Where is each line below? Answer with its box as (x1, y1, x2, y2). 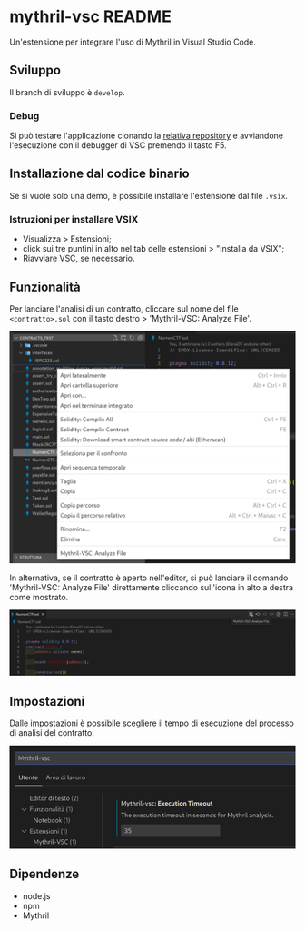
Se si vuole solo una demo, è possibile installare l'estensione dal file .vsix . (9, 190, 289, 201)
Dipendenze (9, 866, 80, 882)
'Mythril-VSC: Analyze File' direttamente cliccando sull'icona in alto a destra (9, 582, 293, 593)
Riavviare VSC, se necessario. (22, 252, 135, 264)
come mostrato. (9, 592, 69, 603)
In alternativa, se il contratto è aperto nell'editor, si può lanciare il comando (9, 572, 289, 583)
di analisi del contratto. (9, 727, 95, 737)
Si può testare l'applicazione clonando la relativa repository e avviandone (9, 130, 284, 142)
